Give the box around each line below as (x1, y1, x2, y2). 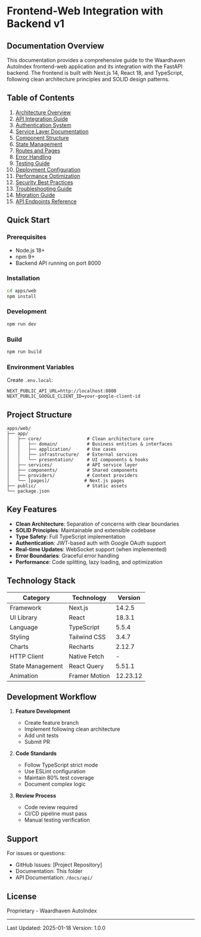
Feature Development (15, 707, 70, 715)
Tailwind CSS (69, 633, 106, 641)
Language (10, 623, 38, 631)
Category (22, 593, 50, 602)
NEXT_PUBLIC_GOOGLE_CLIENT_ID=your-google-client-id (7, 393, 141, 399)
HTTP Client (10, 652, 44, 660)
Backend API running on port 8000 (15, 259, 101, 267)
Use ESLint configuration (24, 768, 86, 775)
